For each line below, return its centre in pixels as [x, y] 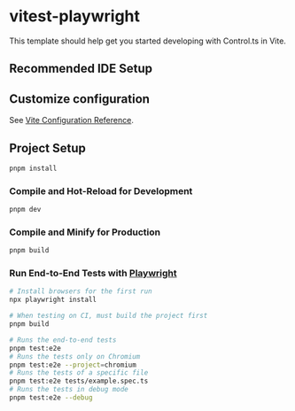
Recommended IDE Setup [81, 69]
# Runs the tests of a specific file [79, 373]
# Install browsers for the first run [81, 291]
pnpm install [33, 168]
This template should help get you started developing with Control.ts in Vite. [147, 41]
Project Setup [48, 148]
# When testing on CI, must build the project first [109, 316]
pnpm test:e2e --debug [51, 398]
